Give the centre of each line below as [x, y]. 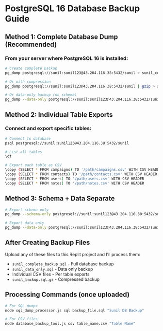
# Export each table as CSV [33, 165]
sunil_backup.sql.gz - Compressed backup [56, 279]
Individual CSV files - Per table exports [51, 274]
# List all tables [24, 152]
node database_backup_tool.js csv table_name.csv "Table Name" [70, 324]
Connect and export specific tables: [48, 129]
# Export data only [25, 223]
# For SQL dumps [21, 306]
